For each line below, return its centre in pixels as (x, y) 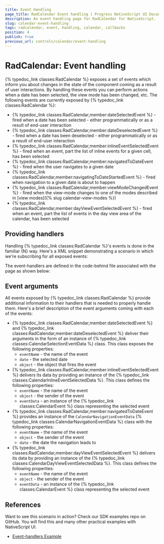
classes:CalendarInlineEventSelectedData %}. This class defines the (81, 380)
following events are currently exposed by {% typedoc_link (64, 100)
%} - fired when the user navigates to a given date (63, 166)
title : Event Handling (28, 10)
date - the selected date (43, 360)
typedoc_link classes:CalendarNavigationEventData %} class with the (82, 422)
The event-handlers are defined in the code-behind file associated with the (81, 266)
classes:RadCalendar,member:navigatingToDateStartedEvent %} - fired (84, 177)
